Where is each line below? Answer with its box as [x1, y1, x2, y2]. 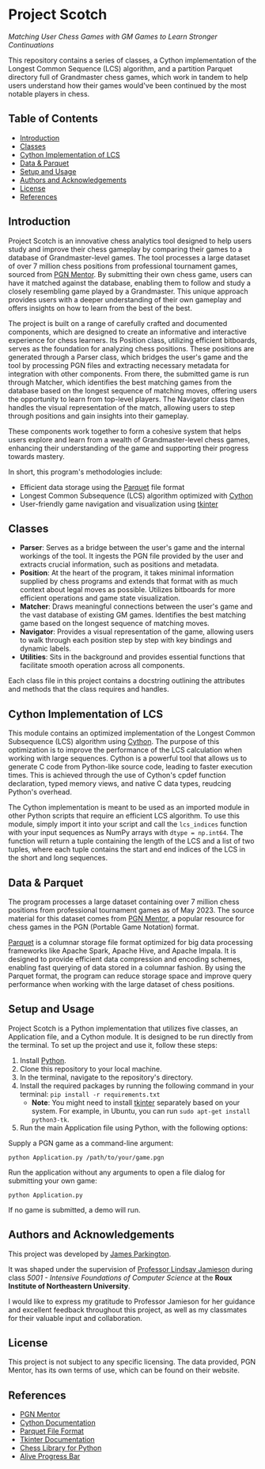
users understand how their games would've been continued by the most [8, 81, 247, 90]
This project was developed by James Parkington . [8, 1249, 172, 1258]
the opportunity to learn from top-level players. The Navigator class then [8, 394, 245, 404]
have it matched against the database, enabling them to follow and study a [8, 278, 252, 287]
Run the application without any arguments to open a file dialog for [8, 1167, 225, 1177]
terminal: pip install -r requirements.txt [19, 1089, 161, 1099]
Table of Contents [8, 112, 99, 126]
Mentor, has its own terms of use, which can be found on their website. [8, 1365, 240, 1375]
